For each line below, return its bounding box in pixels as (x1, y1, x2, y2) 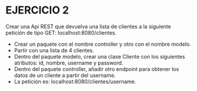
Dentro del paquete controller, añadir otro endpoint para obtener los (14, 65, 179, 72)
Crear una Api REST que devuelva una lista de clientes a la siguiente (5, 23, 172, 30)
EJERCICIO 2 (5, 4, 69, 17)
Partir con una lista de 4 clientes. (14, 46, 94, 53)
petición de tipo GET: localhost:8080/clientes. (5, 29, 117, 36)
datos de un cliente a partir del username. (14, 72, 116, 79)
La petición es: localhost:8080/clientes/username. (14, 77, 136, 85)
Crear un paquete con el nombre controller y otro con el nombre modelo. (14, 41, 191, 48)
